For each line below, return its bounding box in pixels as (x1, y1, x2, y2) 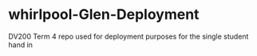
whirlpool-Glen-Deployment (8, 6, 200, 24)
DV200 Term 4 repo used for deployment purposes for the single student (8, 32, 249, 41)
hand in (8, 39, 34, 49)
